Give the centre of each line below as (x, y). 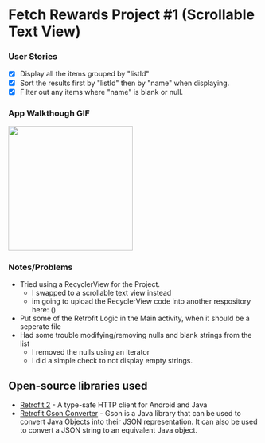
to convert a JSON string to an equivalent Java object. (108, 430)
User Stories (33, 57)
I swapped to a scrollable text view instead (101, 293)
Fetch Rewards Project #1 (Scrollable (131, 15)
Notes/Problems (41, 267)
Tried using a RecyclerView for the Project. (90, 284)
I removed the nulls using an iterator (90, 352)
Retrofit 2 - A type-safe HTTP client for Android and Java (113, 405)
